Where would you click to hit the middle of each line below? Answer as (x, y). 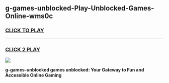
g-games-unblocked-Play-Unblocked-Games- (80, 8)
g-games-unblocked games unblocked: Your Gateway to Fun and (75, 69)
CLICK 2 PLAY (23, 49)
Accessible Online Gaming (33, 75)
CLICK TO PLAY (25, 31)
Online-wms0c (29, 16)
